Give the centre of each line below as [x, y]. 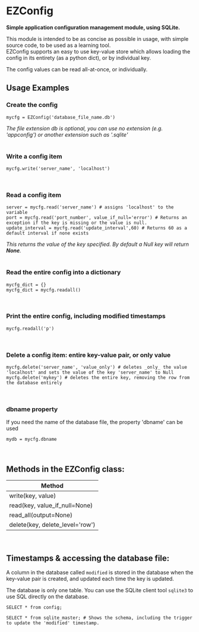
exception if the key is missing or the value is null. [77, 223]
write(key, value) [33, 496]
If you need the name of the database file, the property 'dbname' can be [94, 422]
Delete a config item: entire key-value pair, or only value [89, 355]
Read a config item [34, 195]
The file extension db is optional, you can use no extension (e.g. [85, 128]
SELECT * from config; [34, 608]
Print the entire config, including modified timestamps [86, 316]
